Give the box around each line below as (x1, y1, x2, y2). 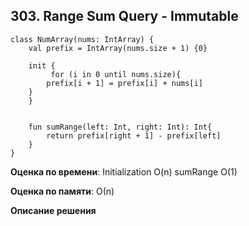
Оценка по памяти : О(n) (10, 185, 115, 197)
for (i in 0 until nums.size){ (50, 69, 182, 79)
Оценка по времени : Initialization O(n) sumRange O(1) (10, 165, 238, 178)
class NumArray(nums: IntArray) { (10, 34, 155, 44)
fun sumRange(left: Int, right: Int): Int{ (28, 122, 213, 132)
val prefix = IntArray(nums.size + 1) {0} (28, 43, 208, 53)
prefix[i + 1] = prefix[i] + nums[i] (46, 78, 203, 88)
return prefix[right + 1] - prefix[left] (46, 130, 222, 141)
